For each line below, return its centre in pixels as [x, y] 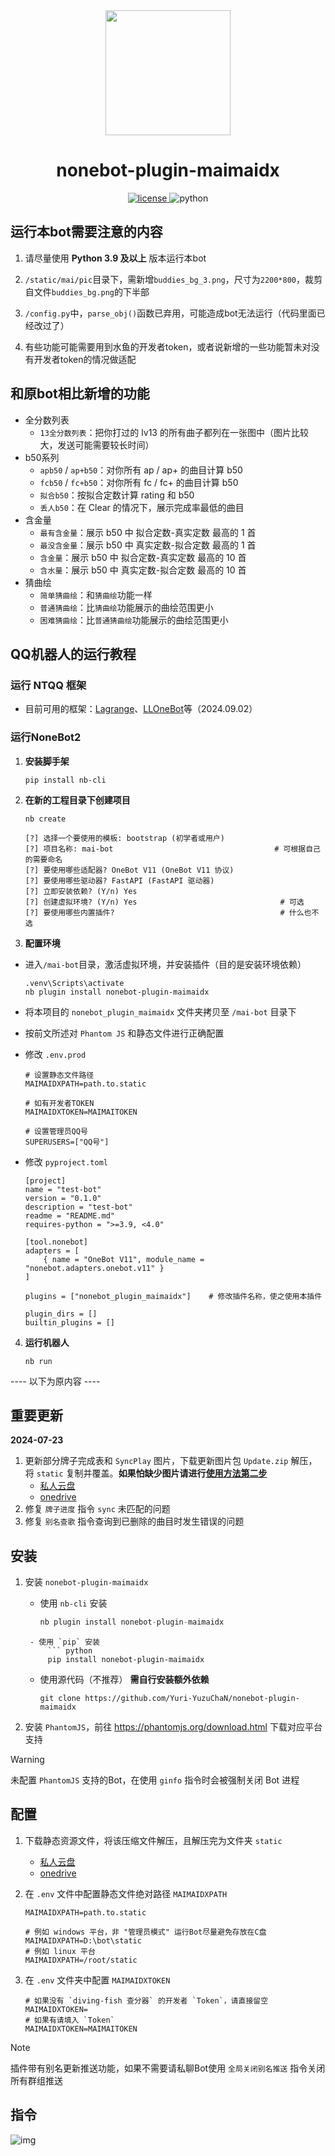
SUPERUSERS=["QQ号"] [67, 1142]
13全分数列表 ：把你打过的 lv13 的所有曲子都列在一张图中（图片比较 [174, 432]
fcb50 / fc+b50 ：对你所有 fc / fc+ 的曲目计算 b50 [139, 482]
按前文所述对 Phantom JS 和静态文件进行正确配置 [124, 1033]
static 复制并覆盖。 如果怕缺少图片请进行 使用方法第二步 [152, 1473]
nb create [45, 819]
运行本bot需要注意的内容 [86, 232]
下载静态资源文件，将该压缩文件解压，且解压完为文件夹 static [153, 1840]
